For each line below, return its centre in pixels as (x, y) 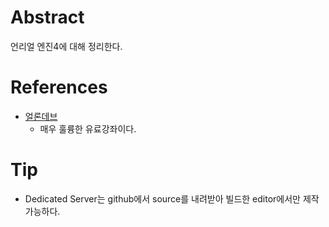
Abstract (47, 17)
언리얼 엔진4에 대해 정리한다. (66, 46)
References (59, 87)
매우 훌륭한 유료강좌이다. (88, 128)
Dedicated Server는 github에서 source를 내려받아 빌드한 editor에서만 (162, 198)
